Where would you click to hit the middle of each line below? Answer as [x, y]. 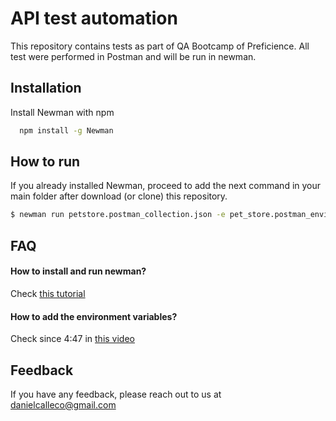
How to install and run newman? [78, 271]
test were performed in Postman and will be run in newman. [133, 56]
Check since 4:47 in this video [72, 339]
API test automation [94, 18]
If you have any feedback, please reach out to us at [116, 394]
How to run [45, 162]
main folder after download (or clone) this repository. [119, 196]
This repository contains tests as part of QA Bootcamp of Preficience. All [160, 46]
